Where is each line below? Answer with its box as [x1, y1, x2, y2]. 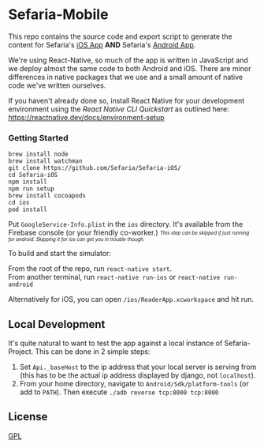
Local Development [8, 318, 106, 331]
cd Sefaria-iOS [8, 171, 58, 179]
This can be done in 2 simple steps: [35, 347, 151, 356]
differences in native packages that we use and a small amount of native [8, 72, 244, 81]
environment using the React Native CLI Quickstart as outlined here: [8, 104, 230, 114]
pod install [8, 205, 47, 214]
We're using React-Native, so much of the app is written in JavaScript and [8, 55, 248, 65]
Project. [8, 347, 34, 356]
